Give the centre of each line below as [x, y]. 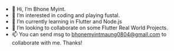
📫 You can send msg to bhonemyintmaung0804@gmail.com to [89, 34]
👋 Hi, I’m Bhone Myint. [39, 9]
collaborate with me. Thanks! [47, 43]
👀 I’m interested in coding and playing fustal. [66, 15]
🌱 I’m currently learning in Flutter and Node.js [67, 21]
